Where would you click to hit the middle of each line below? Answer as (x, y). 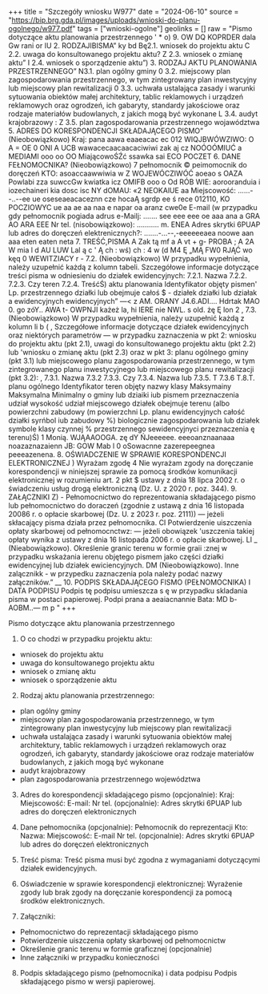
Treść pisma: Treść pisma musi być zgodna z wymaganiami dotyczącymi (140, 860)
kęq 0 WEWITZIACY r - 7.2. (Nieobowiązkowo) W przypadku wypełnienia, (129, 259)
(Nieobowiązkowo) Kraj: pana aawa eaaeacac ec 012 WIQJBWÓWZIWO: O (131, 139)
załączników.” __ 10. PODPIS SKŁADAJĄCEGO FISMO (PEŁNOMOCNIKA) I (129, 582)
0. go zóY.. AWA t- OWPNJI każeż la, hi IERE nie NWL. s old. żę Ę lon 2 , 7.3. (133, 309)
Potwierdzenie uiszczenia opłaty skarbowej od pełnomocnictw (123, 940)
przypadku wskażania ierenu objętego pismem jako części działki (116, 557)
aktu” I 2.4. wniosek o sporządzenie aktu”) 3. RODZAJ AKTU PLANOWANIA (133, 63)
